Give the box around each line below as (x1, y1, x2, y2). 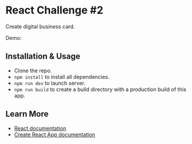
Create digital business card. (5, 23, 75, 30)
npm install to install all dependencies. (14, 73, 110, 80)
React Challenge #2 (5, 4, 104, 17)
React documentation (14, 125, 67, 132)
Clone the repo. (14, 67, 52, 74)
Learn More (5, 109, 49, 119)
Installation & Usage (5, 51, 81, 62)
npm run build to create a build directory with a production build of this (14, 86, 187, 93)
